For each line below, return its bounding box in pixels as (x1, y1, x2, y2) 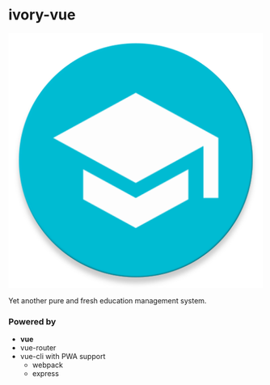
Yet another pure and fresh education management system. (8, 295, 207, 305)
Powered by (8, 315, 57, 327)
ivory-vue (8, 6, 76, 24)
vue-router (19, 343, 57, 353)
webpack (32, 360, 63, 370)
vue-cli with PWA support (19, 352, 106, 362)
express (32, 369, 59, 379)
